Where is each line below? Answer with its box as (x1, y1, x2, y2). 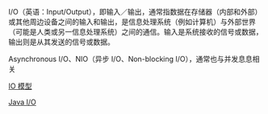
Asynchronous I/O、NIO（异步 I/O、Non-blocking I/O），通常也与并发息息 (8, 55, 253, 63)
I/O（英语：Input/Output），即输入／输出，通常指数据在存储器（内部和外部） (8, 7, 262, 16)
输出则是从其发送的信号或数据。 (8, 37, 115, 47)
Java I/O (8, 97, 36, 107)
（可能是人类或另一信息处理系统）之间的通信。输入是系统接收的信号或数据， (8, 27, 263, 36)
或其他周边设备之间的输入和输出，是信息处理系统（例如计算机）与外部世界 (8, 17, 256, 26)
